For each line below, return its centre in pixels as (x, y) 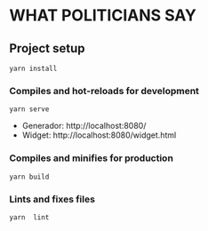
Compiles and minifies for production (91, 158)
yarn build (29, 177)
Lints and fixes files (52, 199)
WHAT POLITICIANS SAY (103, 16)
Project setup (48, 48)
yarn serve (29, 109)
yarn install (33, 68)
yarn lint (29, 217)
